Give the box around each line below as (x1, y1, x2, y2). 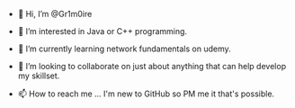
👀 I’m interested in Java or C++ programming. (17, 26, 187, 36)
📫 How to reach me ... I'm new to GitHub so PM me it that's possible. (17, 88, 275, 99)
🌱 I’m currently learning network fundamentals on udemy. (17, 43, 231, 54)
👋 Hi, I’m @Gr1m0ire (17, 9, 93, 19)
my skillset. (17, 70, 60, 81)
